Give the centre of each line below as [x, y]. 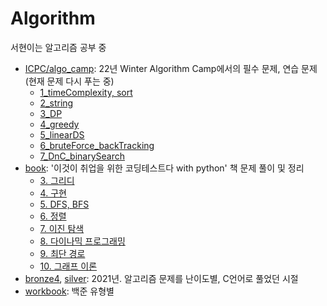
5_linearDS [62, 134]
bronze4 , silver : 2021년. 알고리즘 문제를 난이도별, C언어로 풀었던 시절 [161, 278]
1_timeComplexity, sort [86, 92]
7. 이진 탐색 [62, 228]
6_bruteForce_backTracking [97, 145]
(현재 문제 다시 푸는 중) [69, 81]
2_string [56, 103]
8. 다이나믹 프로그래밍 [82, 241]
